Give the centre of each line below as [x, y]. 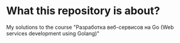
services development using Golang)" [53, 33]
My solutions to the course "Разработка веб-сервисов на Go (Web [90, 27]
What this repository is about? [83, 11]
